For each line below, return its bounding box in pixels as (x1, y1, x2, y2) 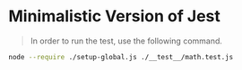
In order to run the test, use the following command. (30, 35, 223, 46)
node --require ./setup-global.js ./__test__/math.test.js (8, 52, 234, 61)
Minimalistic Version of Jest (8, 6, 221, 27)
